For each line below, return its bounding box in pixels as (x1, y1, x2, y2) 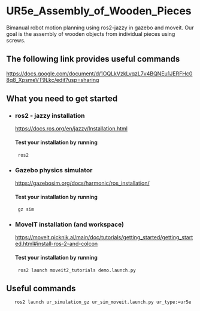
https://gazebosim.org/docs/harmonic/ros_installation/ (14, 179, 150, 187)
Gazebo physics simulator (14, 166, 93, 174)
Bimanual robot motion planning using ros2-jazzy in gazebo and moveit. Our (6, 24, 194, 31)
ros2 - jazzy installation (14, 112, 85, 120)
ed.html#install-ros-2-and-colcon (14, 240, 98, 248)
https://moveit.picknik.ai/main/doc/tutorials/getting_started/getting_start (14, 234, 193, 241)
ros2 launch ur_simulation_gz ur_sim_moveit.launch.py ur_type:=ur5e (14, 299, 192, 306)
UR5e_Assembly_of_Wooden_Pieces (6, 4, 192, 18)
